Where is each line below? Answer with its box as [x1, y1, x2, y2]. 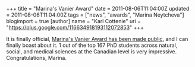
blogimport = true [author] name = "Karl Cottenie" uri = [6, 18, 141, 24]
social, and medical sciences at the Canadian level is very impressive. [6, 48, 177, 55]
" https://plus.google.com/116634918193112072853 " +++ [6, 24, 144, 31]
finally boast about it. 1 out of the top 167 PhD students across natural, [6, 42, 178, 49]
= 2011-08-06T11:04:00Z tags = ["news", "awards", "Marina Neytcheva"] [6, 11, 184, 18]
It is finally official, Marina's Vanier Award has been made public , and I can [6, 36, 188, 42]
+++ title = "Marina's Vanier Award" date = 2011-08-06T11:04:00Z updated [6, 5, 190, 12]
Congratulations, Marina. [6, 55, 67, 61]
